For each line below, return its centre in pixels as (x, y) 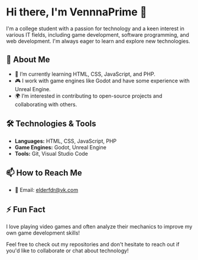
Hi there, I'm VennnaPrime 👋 (77, 12)
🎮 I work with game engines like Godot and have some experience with (102, 81)
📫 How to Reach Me (44, 173)
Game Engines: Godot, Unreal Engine (60, 147)
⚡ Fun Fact (26, 209)
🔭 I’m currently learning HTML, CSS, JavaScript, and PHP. (85, 74)
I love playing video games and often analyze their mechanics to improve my (99, 227)
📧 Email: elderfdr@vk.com (46, 190)
